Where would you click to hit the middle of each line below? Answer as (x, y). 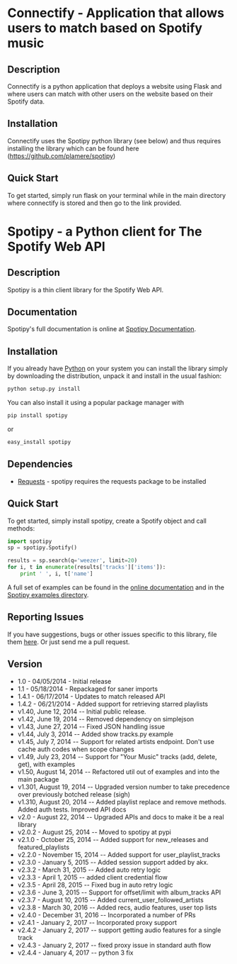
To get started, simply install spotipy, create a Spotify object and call (107, 521)
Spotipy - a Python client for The (105, 231)
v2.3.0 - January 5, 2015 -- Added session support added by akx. (113, 862)
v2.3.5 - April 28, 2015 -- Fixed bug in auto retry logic (95, 885)
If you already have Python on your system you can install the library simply (117, 369)
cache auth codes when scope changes (76, 749)
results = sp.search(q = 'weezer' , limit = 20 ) (73, 561)
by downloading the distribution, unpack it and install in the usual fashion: (115, 376)
